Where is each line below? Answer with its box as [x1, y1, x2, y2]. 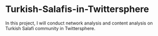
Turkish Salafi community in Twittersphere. [5, 25, 96, 31]
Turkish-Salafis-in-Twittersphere [5, 3, 149, 15]
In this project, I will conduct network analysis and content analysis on [5, 20, 153, 26]
